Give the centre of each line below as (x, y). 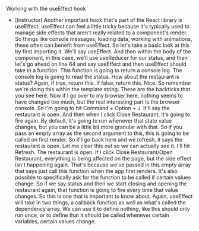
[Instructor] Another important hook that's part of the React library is (99, 20)
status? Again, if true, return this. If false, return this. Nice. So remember (103, 83)
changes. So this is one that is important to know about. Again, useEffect (104, 196)
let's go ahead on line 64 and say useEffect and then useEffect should (100, 64)
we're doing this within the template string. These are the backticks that (102, 89)
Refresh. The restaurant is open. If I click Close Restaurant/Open (94, 152)
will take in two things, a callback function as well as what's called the (100, 203)
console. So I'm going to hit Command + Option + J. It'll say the (92, 108)
